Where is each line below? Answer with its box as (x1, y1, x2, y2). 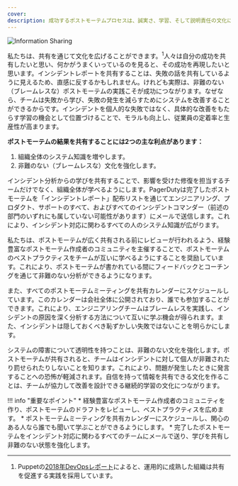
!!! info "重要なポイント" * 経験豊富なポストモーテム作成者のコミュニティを (7, 397, 225, 405)
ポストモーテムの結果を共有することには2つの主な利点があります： (7, 138, 204, 146)
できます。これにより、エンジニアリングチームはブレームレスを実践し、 (7, 304, 217, 313)
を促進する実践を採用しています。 (17, 471, 117, 480)
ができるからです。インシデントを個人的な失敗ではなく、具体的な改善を (7, 104, 217, 114)
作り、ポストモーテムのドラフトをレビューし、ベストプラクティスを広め (7, 405, 218, 414)
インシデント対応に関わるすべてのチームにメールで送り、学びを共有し (25, 432, 230, 441)
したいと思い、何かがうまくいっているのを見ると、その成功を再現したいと (13, 60, 230, 69)
